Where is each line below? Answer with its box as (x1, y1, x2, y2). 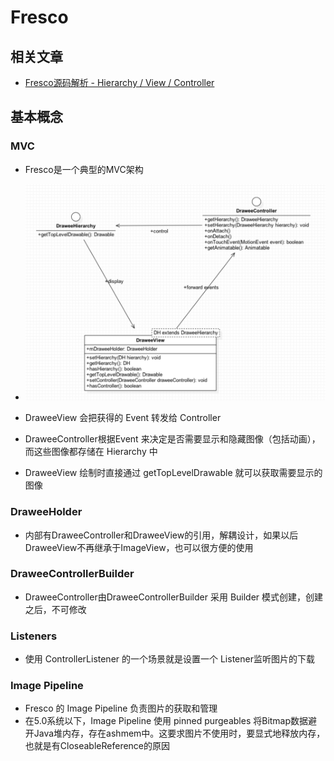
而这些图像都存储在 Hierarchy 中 (24, 446, 158, 458)
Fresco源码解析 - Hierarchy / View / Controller (24, 77, 215, 88)
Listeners (10, 629, 58, 643)
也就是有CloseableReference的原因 (24, 740, 171, 752)
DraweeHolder (10, 505, 83, 519)
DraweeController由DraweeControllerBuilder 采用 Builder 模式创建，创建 (24, 591, 324, 603)
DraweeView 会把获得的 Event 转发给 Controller (24, 412, 222, 424)
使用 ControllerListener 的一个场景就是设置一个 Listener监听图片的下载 (24, 653, 315, 665)
